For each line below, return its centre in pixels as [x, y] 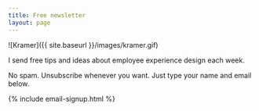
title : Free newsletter [47, 15]
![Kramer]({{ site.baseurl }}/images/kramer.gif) [83, 45]
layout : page [29, 23]
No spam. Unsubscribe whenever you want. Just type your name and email [130, 75]
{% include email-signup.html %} [62, 98]
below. [19, 84]
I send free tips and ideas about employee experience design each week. [126, 60]
